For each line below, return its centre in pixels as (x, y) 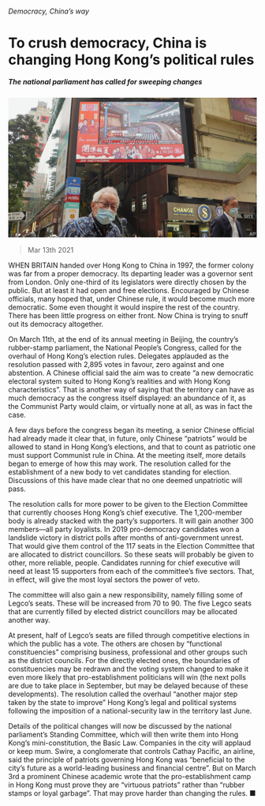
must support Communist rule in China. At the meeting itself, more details (127, 455)
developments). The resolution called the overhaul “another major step (123, 694)
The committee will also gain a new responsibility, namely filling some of (125, 595)
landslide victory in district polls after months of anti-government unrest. (126, 538)
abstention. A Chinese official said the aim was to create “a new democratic (131, 373)
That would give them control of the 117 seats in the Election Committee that (131, 546)
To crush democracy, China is (108, 43)
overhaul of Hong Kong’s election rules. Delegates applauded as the (119, 356)
